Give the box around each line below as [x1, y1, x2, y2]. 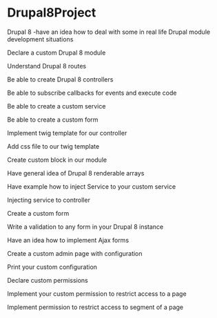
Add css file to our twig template [7, 142, 100, 150]
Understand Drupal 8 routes [7, 62, 87, 70]
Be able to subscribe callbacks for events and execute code [7, 88, 177, 97]
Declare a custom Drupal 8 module [7, 48, 106, 57]
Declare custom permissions [7, 276, 88, 284]
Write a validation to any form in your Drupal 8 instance [7, 223, 164, 231]
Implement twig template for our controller [7, 129, 127, 137]
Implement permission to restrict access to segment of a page [7, 303, 184, 311]
